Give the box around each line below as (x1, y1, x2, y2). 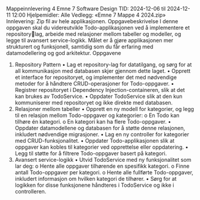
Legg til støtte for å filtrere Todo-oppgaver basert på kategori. (14, 150, 167, 157)
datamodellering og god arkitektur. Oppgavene (6, 50, 121, 56)
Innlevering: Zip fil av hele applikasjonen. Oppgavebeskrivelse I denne (6, 18, 179, 24)
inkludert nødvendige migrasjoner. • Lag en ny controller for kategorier (14, 131, 189, 138)
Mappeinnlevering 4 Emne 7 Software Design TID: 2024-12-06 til (6, 5, 166, 12)
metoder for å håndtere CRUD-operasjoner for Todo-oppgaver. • (14, 80, 174, 87)
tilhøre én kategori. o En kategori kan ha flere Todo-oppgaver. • (14, 118, 171, 125)
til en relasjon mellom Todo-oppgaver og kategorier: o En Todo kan (14, 112, 180, 119)
